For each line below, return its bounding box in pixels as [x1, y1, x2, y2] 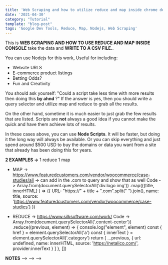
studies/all [12, 177, 34, 183]
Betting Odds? [12, 75, 42, 81]
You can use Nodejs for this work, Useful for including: [5, 55, 118, 61]
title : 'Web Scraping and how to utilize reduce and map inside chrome [5, 7, 157, 13]
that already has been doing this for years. [5, 147, 92, 153]
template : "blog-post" [5, 21, 52, 27]
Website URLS [12, 65, 42, 71]
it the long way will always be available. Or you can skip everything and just [5, 137, 161, 143]
